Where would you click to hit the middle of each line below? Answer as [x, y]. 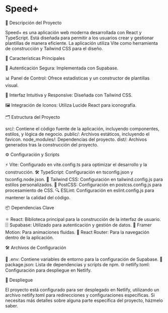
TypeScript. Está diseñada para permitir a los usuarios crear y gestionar [79, 38]
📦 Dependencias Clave [30, 207]
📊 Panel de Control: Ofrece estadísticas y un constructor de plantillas [77, 78]
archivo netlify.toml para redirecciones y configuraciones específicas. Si [80, 295]
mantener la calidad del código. [38, 197]
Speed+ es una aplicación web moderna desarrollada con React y [73, 32]
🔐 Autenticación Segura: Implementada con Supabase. [62, 68]
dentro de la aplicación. [30, 238]
